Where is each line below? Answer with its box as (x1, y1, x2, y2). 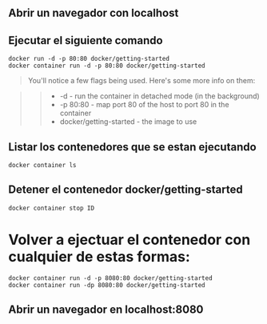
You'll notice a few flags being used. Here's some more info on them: (27, 76, 256, 86)
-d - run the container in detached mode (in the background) (59, 91, 260, 101)
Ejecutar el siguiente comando (8, 34, 163, 47)
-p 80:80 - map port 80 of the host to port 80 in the (59, 100, 229, 110)
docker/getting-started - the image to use (59, 117, 197, 126)
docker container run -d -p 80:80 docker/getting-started (8, 62, 205, 70)
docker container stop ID (8, 204, 94, 212)
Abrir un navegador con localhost (8, 6, 179, 20)
